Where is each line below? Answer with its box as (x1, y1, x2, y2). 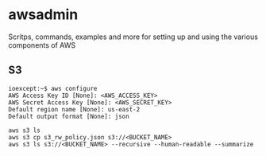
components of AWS (8, 40, 76, 49)
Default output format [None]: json (8, 112, 129, 120)
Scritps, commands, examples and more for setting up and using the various (8, 32, 258, 41)
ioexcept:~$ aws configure (8, 84, 98, 92)
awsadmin (8, 6, 79, 24)
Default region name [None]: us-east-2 (8, 105, 141, 113)
